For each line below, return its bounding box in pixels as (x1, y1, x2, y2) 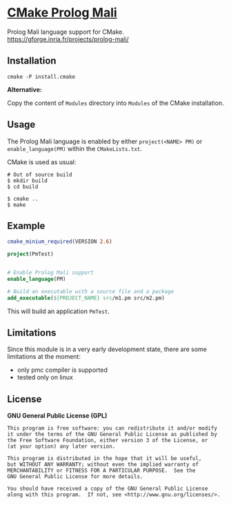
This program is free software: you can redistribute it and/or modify (7, 425, 217, 432)
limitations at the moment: (7, 353, 81, 361)
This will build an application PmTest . (7, 307, 110, 315)
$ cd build (7, 183, 39, 190)
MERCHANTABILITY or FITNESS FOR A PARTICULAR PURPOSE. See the (7, 467, 196, 474)
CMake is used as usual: (7, 157, 77, 166)
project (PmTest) (7, 250, 54, 258)
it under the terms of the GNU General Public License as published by (7, 431, 217, 438)
